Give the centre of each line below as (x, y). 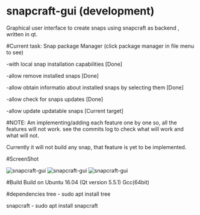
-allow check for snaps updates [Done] (55, 99)
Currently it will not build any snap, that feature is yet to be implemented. (96, 147)
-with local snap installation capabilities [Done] (64, 64)
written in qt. (22, 34)
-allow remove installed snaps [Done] (53, 75)
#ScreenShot (23, 159)
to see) (15, 52)
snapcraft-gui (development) (80, 11)
